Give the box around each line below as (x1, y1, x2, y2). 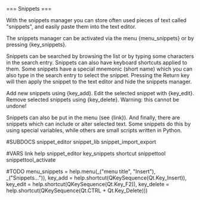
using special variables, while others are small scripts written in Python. (6, 127, 182, 134)
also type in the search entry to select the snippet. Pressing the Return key (6, 72, 190, 78)
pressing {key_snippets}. (6, 41, 67, 48)
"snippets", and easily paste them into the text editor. (6, 23, 137, 30)
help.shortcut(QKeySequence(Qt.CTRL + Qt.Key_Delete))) (6, 187, 148, 194)
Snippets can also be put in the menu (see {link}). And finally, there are (6, 114, 180, 121)
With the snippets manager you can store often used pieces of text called (6, 17, 187, 23)
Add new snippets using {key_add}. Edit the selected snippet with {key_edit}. (6, 90, 195, 96)
